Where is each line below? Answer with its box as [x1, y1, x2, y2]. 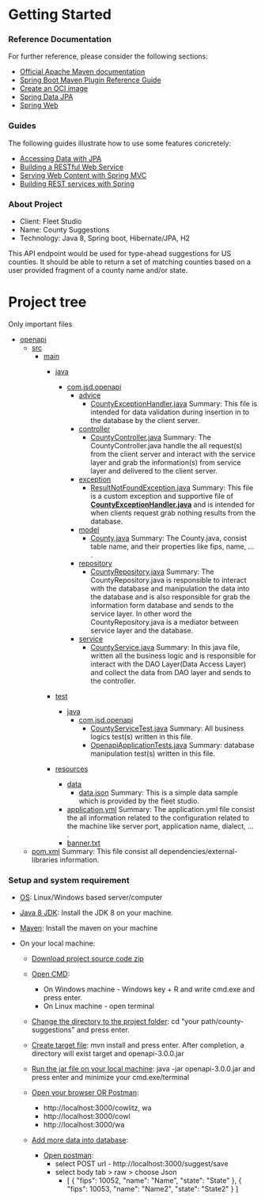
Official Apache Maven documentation [19, 67, 146, 77]
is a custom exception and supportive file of [90, 492, 233, 501]
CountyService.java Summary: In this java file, [90, 643, 240, 652]
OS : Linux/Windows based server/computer [19, 893, 163, 902]
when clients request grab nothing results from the [90, 508, 256, 518]
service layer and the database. [90, 626, 194, 636]
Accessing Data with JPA [19, 153, 102, 163]
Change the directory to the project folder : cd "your [31, 1017, 200, 1026]
